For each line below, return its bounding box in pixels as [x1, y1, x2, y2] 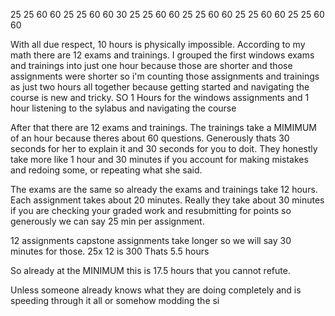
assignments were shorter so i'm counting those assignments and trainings [10, 70, 320, 82]
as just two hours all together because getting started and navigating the [10, 81, 310, 93]
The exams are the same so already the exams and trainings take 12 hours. [10, 184, 318, 195]
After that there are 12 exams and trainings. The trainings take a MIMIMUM [10, 122, 317, 133]
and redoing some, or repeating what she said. [10, 164, 203, 176]
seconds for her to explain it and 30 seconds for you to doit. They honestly [10, 143, 318, 154]
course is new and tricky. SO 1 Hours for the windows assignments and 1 [10, 92, 310, 103]
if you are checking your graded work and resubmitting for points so [10, 205, 292, 216]
